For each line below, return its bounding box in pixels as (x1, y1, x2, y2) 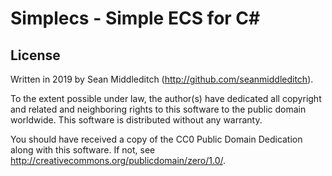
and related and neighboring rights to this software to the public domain (10, 103, 307, 115)
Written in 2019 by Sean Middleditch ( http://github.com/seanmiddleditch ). (10, 73, 314, 85)
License (10, 47, 61, 64)
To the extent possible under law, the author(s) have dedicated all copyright (10, 93, 322, 104)
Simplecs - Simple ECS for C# (10, 7, 261, 30)
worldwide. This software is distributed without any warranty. (10, 114, 263, 126)
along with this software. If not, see (10, 144, 156, 156)
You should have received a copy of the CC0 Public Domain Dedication (10, 133, 303, 145)
